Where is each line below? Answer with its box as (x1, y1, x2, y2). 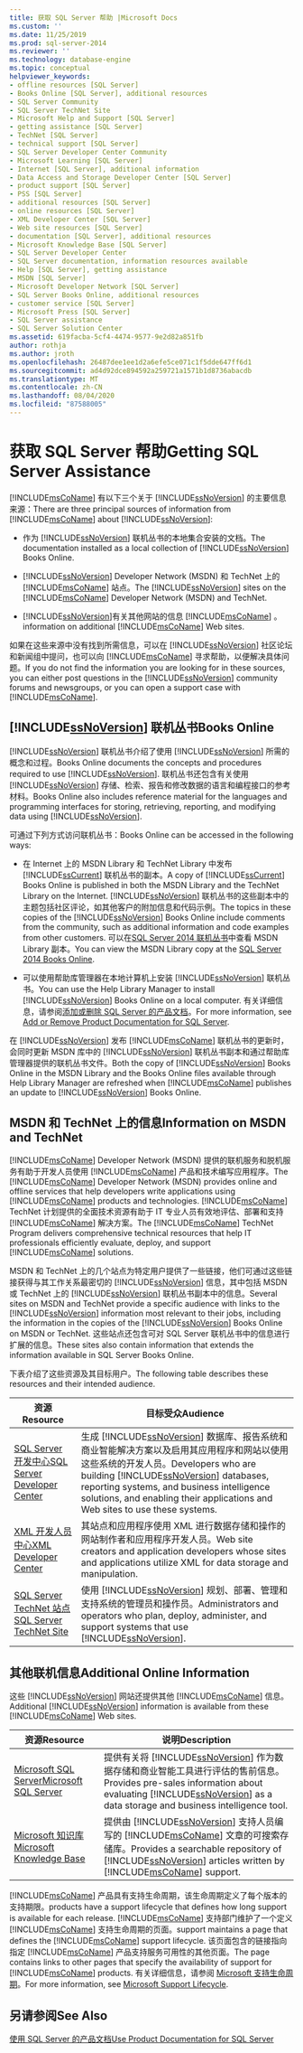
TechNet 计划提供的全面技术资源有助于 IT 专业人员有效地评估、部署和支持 (9, 1206, 284, 1217)
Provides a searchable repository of (130, 1842, 282, 1855)
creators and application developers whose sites (80, 1545, 287, 1558)
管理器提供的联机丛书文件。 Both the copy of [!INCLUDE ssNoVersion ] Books (9, 1057, 291, 1068)
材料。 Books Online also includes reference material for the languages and (9, 791, 288, 802)
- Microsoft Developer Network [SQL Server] (9, 282, 179, 291)
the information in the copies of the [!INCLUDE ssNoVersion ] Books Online (9, 1317, 283, 1328)
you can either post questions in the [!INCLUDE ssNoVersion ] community (9, 672, 278, 683)
